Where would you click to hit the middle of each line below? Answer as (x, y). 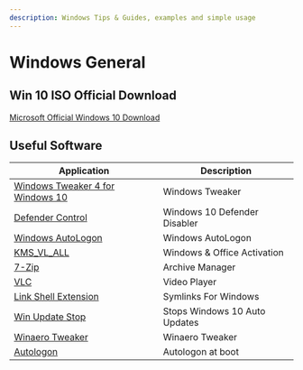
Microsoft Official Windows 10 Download (85, 117)
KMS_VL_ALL (42, 253)
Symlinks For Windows (211, 297)
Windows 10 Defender (211, 212)
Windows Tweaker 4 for (64, 186)
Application (84, 171)
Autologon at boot (201, 352)
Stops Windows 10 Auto (214, 311)
